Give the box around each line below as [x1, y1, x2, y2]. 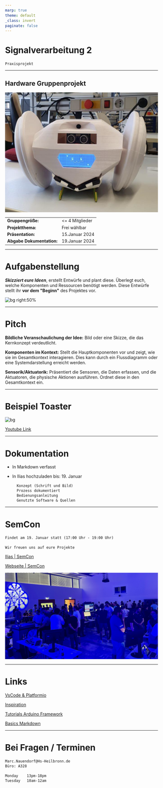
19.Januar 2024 [61, 238, 95, 244]
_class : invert [5, 18, 36, 23]
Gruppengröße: [7, 218, 39, 224]
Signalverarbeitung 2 [5, 45, 92, 56]
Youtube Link [5, 426, 32, 432]
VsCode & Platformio [5, 692, 47, 698]
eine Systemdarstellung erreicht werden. [5, 359, 86, 365]
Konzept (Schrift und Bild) [16, 484, 74, 488]
